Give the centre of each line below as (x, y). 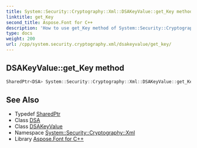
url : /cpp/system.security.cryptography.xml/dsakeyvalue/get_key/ (89, 45)
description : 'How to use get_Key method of (61, 28)
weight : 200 (21, 39)
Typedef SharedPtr (38, 114)
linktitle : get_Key (30, 17)
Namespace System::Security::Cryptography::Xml (75, 133)
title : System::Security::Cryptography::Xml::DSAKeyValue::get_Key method (99, 11)
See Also (23, 100)
